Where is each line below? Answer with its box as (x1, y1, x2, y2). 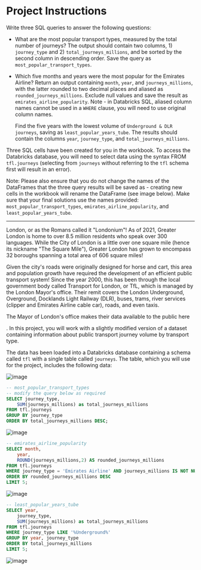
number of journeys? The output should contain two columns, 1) (14, 42, 173, 49)
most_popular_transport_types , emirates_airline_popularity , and (6, 202, 169, 210)
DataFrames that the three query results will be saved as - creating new (6, 184, 182, 191)
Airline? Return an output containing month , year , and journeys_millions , (14, 79, 193, 86)
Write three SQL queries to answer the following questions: (6, 24, 151, 31)
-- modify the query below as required (6, 390, 106, 396)
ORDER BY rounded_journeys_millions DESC (6, 474, 111, 480)
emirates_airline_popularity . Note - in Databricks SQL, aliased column (14, 97, 193, 105)
